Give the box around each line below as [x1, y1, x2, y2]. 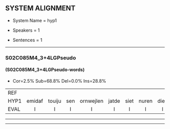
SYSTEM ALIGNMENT [5, 4, 76, 13]
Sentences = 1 [12, 37, 42, 43]
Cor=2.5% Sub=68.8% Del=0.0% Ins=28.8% [12, 78, 106, 84]
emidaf [26, 97, 44, 104]
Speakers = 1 [12, 27, 40, 33]
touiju [48, 97, 62, 104]
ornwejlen [79, 97, 104, 104]
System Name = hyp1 [12, 17, 57, 23]
